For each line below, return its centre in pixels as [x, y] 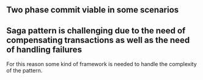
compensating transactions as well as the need [98, 40]
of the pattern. [24, 71]
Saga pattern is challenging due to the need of [96, 31]
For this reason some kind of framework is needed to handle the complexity [102, 64]
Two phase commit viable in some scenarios [93, 10]
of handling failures [44, 49]
